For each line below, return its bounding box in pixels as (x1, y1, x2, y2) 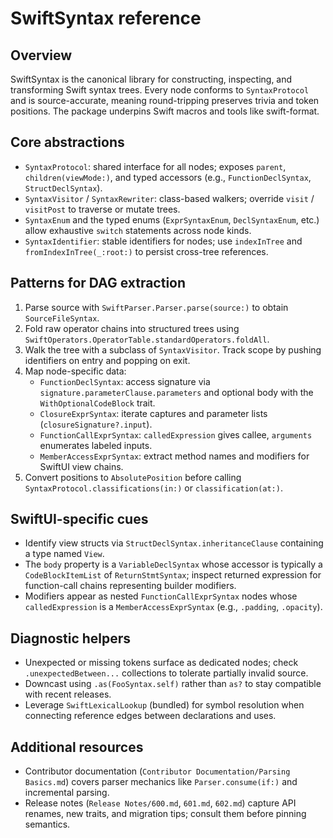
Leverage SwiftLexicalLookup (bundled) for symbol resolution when (24, 699, 305, 711)
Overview (10, 47, 73, 64)
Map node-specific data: (24, 365, 127, 377)
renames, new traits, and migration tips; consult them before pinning (24, 808, 307, 820)
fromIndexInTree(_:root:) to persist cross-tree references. (24, 245, 269, 257)
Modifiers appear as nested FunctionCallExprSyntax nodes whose (24, 590, 298, 602)
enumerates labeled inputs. (39, 439, 153, 451)
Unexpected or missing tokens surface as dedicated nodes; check (24, 657, 299, 669)
